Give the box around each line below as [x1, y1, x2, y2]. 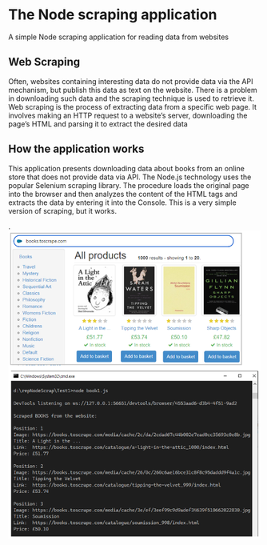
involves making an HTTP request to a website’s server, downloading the [8, 110, 248, 120]
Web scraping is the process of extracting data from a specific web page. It [8, 102, 257, 111]
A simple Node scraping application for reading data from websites [8, 32, 229, 42]
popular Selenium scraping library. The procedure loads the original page [8, 180, 249, 190]
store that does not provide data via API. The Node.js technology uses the [8, 172, 252, 182]
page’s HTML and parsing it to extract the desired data [8, 118, 188, 129]
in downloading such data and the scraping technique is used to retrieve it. [8, 94, 254, 103]
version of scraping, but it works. [8, 206, 118, 215]
